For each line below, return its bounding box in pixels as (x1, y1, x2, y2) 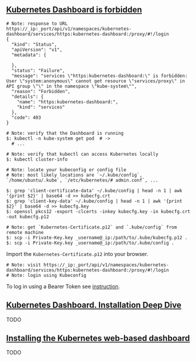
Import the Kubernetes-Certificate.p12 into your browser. (6, 250, 149, 257)
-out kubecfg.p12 (6, 214, 49, 220)
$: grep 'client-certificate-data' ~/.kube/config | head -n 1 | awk (6, 187, 183, 193)
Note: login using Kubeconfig (11, 272, 86, 278)
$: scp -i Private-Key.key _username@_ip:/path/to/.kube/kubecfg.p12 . (6, 235, 188, 240)
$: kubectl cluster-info (6, 156, 68, 162)
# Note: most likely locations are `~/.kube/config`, (6, 172, 143, 178)
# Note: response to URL (6, 20, 68, 26)
